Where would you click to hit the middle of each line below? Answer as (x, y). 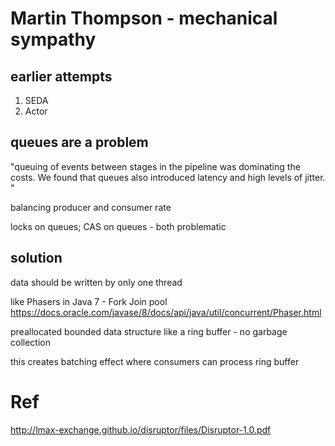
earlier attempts (61, 76)
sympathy (53, 39)
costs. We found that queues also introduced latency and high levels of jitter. (168, 177)
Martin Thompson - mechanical (144, 18)
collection (30, 342)
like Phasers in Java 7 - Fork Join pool (89, 301)
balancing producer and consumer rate (91, 207)
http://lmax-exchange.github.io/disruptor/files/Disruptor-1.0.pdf (141, 429)
